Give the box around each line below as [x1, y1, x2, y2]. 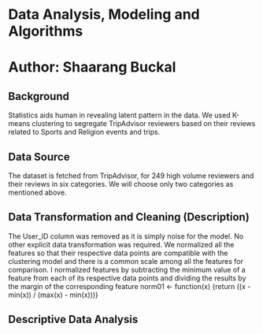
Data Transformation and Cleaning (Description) [8, 210, 250, 224]
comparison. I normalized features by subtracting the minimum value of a [8, 265, 246, 274]
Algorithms [8, 22, 83, 40]
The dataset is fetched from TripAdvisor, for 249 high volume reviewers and [8, 171, 254, 180]
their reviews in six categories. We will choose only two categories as [8, 180, 234, 188]
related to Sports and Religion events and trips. [8, 128, 161, 137]
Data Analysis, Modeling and [8, 6, 201, 24]
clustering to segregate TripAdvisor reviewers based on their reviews [31, 119, 256, 128]
